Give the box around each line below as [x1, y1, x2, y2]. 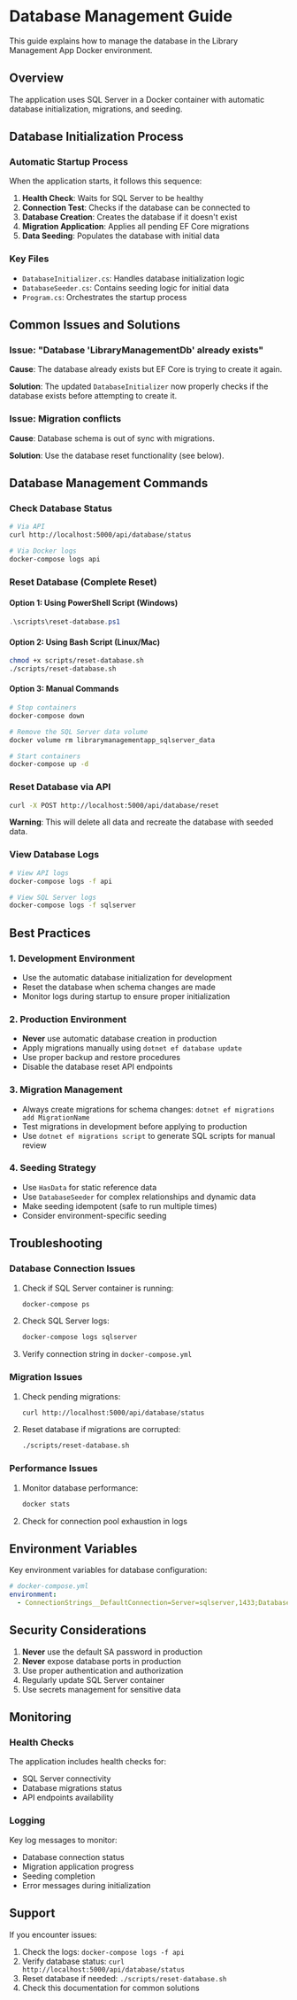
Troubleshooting [9, 1236, 103, 1251]
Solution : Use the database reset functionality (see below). [9, 450, 225, 461]
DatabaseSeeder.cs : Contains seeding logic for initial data [21, 282, 230, 293]
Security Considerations [9, 1623, 148, 1638]
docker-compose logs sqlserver [21, 1333, 138, 1342]
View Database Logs [9, 849, 100, 861]
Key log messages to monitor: [9, 1834, 118, 1845]
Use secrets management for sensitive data [21, 1684, 181, 1694]
